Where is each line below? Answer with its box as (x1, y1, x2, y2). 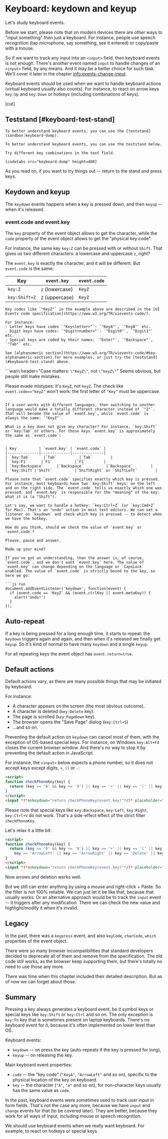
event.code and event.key (5, 218, 70, 225)
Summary (5, 993, 36, 1001)
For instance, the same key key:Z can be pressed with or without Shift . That (5, 245, 162, 251)
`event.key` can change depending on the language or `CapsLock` (5, 564, 144, 569)
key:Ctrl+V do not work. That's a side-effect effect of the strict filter (5, 812, 145, 818)
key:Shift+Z (7, 294, 36, 300)
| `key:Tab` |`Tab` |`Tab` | (5, 454, 113, 460)
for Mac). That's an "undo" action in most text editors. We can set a (5, 507, 157, 512)
